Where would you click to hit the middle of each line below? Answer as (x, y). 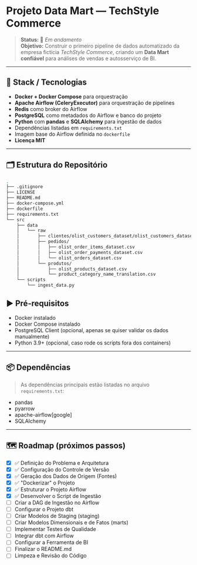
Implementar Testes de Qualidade (55, 529)
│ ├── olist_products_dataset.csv (72, 269)
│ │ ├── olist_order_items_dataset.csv (76, 247)
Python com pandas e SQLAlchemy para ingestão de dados (88, 121)
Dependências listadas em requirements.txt (68, 128)
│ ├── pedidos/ (43, 242)
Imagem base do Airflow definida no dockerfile (72, 134)
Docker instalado (35, 317)
